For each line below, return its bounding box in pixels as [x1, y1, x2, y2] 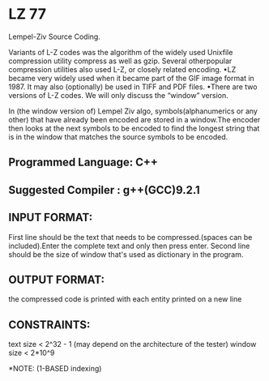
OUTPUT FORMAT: [8, 272, 105, 286]
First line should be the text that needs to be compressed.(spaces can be [8, 232, 253, 242]
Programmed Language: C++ [8, 156, 158, 169]
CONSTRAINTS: [8, 318, 91, 332]
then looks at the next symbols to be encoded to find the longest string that [8, 123, 260, 133]
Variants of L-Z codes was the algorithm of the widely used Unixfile [8, 47, 233, 57]
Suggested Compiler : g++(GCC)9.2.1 [8, 183, 200, 197]
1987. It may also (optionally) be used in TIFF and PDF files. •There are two [8, 82, 258, 92]
